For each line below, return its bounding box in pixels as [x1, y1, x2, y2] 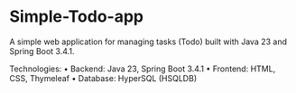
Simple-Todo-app [9, 6, 144, 27]
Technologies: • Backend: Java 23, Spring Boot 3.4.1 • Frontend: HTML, [9, 63, 276, 74]
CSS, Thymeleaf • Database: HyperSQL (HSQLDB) [9, 72, 197, 83]
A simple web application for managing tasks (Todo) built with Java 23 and [9, 36, 287, 47]
